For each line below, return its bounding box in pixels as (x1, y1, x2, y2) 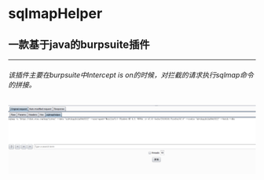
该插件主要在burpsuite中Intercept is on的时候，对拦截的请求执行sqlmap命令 (8, 70, 254, 79)
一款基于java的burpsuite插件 (8, 38, 150, 51)
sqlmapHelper (8, 5, 103, 23)
